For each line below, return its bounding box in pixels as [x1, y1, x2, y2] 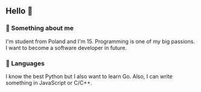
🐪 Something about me [5, 24, 74, 32]
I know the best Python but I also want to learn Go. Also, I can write [5, 73, 173, 80]
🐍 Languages [5, 59, 45, 67]
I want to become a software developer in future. [5, 44, 127, 51]
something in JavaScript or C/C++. [5, 79, 92, 86]
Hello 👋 [5, 6, 33, 16]
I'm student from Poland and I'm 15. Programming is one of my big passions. [5, 37, 196, 45]
